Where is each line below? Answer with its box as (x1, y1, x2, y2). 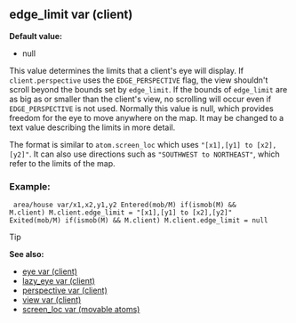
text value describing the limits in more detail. (9, 122, 176, 133)
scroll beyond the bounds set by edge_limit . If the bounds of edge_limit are (9, 84, 288, 94)
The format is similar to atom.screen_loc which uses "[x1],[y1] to (9, 139, 253, 149)
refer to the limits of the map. (9, 157, 116, 168)
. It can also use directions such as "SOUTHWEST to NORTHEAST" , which (28, 149, 280, 159)
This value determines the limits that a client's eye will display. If (9, 65, 244, 76)
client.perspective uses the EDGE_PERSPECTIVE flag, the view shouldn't (9, 75, 268, 85)
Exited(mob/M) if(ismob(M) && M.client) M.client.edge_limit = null (9, 216, 268, 225)
